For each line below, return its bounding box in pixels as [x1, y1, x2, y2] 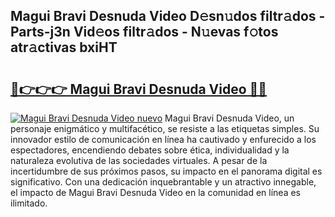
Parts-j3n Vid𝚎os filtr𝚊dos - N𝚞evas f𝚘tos [10, 24, 279, 41]
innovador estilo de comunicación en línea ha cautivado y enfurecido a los [10, 134, 317, 145]
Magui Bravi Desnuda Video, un [164, 112, 295, 124]
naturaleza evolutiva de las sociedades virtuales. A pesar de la [10, 155, 268, 166]
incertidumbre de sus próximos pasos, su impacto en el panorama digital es [10, 165, 323, 177]
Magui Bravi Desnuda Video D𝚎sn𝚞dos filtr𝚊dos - [10, 8, 326, 25]
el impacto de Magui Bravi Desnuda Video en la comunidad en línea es [10, 187, 302, 198]
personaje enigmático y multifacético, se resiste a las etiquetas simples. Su [10, 123, 320, 134]
